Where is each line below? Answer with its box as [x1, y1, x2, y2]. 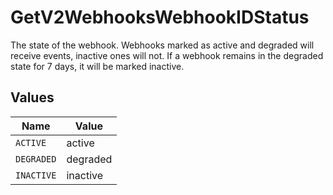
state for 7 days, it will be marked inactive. [10, 60, 185, 72]
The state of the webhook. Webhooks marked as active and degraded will [10, 39, 315, 51]
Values [10, 89, 55, 106]
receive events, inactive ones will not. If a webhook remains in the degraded [10, 49, 324, 61]
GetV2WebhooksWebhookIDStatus [10, 6, 310, 29]
